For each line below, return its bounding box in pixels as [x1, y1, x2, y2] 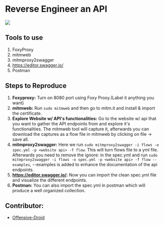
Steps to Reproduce [5, 82, 67, 90]
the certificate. [12, 110, 42, 116]
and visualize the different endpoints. [12, 177, 87, 183]
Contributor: [5, 201, 44, 210]
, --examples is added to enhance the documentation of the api [30, 161, 158, 167]
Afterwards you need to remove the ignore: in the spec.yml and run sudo [12, 152, 158, 158]
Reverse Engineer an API [5, 3, 108, 15]
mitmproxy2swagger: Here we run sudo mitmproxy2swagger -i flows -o [12, 141, 159, 148]
